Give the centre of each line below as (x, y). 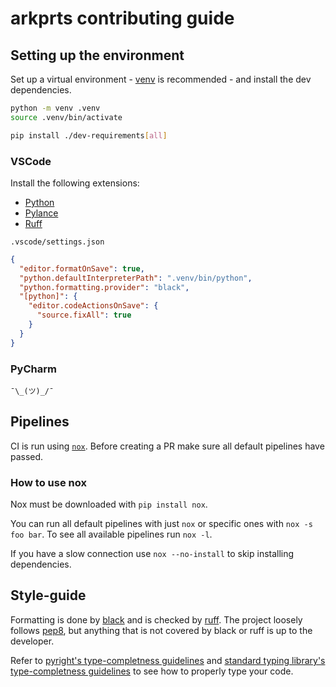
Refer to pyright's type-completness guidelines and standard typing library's (168, 660)
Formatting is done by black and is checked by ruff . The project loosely (156, 619)
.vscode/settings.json (57, 242)
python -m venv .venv (55, 108)
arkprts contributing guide (122, 18)
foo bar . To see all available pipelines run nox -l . (111, 534)
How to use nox (48, 482)
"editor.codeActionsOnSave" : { (93, 306)
